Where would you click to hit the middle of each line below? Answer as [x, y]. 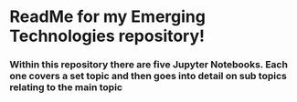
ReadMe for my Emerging [107, 17]
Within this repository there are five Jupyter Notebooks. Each [148, 65]
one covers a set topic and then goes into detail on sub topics [148, 76]
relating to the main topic [66, 87]
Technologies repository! [107, 36]
